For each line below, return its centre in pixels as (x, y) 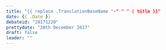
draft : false (22, 33)
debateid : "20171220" (32, 22)
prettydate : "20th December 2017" (48, 27)
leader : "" (19, 38)
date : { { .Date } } (28, 17)
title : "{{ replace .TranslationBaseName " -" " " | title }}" (83, 11)
